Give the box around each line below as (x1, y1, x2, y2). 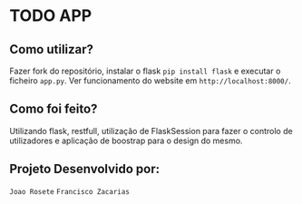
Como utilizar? (9, 42, 93, 57)
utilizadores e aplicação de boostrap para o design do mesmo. (9, 135, 243, 146)
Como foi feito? (9, 102, 98, 117)
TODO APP (9, 5, 93, 26)
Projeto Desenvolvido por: (9, 161, 161, 177)
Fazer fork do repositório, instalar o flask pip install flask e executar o (9, 65, 281, 76)
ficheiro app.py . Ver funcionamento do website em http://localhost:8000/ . (9, 75, 292, 86)
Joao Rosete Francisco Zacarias (9, 187, 130, 196)
